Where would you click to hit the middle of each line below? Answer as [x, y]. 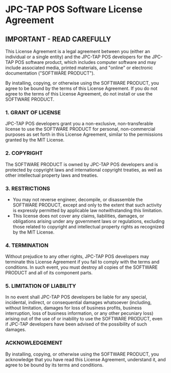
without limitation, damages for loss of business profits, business [74, 308]
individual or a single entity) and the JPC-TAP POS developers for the [78, 57]
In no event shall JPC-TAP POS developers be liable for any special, [76, 297]
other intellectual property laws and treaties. [52, 175]
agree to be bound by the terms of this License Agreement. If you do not [81, 88]
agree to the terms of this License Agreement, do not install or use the [79, 94]
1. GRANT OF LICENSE [33, 112]
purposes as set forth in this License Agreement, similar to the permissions [84, 134]
